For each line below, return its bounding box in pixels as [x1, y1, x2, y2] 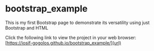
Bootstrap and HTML [5, 24, 49, 30]
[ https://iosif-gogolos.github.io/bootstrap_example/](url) [5, 39, 121, 45]
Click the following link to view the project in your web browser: [5, 34, 136, 40]
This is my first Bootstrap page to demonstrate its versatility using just [5, 19, 150, 25]
